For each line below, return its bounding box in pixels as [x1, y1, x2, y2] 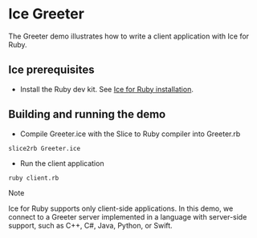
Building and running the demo [8, 107, 166, 121]
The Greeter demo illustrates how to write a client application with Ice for [8, 31, 250, 41]
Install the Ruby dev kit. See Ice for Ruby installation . [19, 84, 194, 94]
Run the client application [19, 158, 104, 168]
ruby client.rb [8, 174, 59, 182]
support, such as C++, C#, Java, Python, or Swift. [8, 220, 173, 230]
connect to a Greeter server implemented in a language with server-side [8, 212, 247, 221]
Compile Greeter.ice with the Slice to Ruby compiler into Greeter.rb [19, 129, 241, 139]
